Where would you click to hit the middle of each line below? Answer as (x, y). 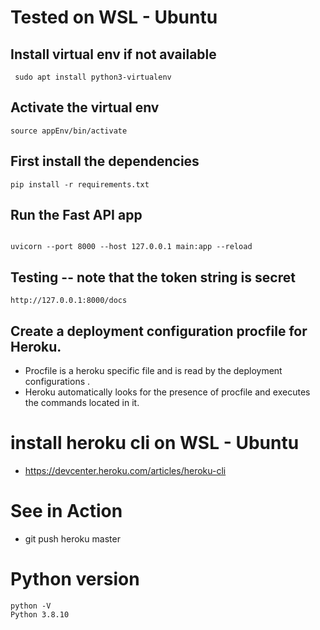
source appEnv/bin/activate (69, 131)
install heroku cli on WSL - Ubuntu (155, 443)
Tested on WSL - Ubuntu (114, 17)
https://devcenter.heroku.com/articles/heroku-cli (125, 470)
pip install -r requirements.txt (80, 184)
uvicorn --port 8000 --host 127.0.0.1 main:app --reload (131, 247)
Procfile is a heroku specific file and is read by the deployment (153, 371)
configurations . (57, 382)
